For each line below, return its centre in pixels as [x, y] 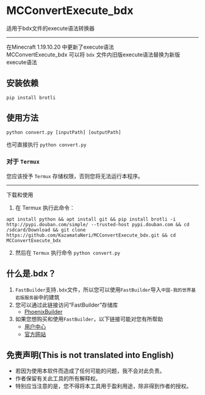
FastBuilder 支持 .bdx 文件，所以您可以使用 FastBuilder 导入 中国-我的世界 [103, 290]
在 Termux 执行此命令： [45, 207]
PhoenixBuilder [43, 311]
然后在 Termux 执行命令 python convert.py [68, 252]
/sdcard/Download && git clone [46, 230]
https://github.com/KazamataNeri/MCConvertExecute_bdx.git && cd [91, 235]
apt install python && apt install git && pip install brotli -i [91, 219]
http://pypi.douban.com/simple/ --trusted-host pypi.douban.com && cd [98, 224]
